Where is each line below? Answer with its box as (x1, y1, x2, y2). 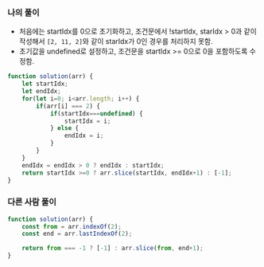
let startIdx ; (21, 80, 68, 88)
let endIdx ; (21, 88, 61, 96)
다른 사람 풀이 (7, 197, 57, 208)
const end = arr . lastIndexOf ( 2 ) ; (21, 230, 133, 238)
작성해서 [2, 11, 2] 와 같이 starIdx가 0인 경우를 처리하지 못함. (18, 37, 214, 46)
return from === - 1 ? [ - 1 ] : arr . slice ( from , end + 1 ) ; (21, 245, 204, 253)
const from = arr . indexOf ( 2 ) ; (21, 222, 122, 230)
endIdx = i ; (64, 132, 104, 140)
